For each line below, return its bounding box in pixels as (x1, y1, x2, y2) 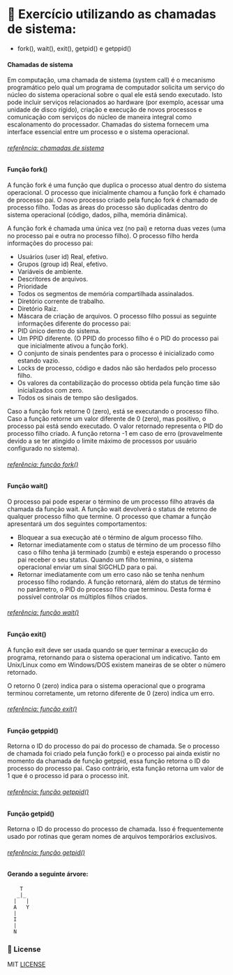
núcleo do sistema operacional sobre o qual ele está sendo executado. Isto (7, 91, 223, 99)
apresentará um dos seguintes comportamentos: (7, 520, 148, 528)
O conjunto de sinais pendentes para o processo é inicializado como (17, 349, 215, 357)
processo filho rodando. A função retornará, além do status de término (17, 578, 221, 586)
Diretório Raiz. (17, 304, 59, 313)
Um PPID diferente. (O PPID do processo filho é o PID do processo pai (17, 334, 219, 342)
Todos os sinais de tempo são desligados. (17, 393, 138, 402)
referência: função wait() (7, 608, 80, 617)
